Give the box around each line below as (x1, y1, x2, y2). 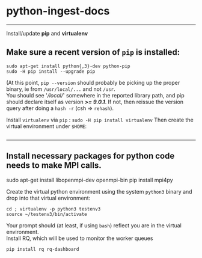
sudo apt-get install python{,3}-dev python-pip (6, 63, 130, 69)
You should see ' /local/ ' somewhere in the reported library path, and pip (6, 91, 185, 99)
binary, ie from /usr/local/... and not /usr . (6, 85, 115, 93)
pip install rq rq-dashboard (6, 246, 79, 252)
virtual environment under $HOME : (6, 122, 87, 130)
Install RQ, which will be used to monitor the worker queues (6, 235, 153, 242)
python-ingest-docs (6, 4, 110, 18)
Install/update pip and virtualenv (6, 29, 88, 37)
